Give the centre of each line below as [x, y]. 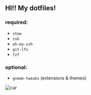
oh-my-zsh [23, 44]
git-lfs [20, 49]
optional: [16, 67]
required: [17, 22]
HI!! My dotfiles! [31, 8]
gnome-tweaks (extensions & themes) [49, 78]
